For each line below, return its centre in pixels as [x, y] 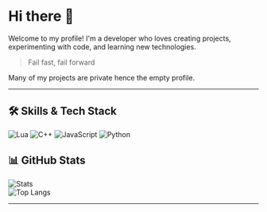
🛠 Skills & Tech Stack [62, 111]
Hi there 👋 [41, 16]
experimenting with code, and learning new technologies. [102, 46]
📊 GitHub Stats [47, 161]
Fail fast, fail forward [61, 62]
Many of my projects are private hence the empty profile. [102, 77]
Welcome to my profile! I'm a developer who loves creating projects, [120, 38]
